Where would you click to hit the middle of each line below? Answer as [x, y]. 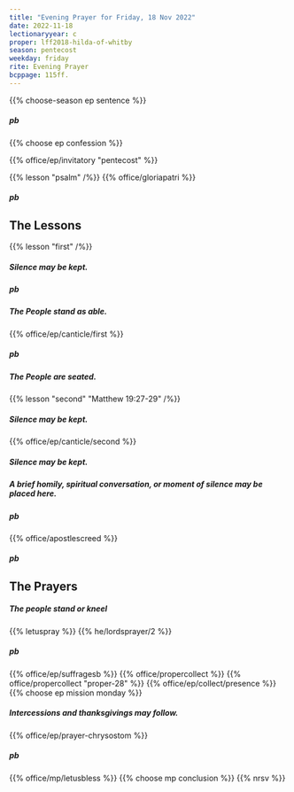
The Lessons [46, 225]
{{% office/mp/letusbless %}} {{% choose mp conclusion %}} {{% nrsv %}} [147, 778]
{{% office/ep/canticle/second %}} [73, 442]
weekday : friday [39, 58]
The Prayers [43, 586]
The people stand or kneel [58, 609]
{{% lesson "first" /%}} [51, 247]
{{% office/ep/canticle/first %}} [66, 334]
